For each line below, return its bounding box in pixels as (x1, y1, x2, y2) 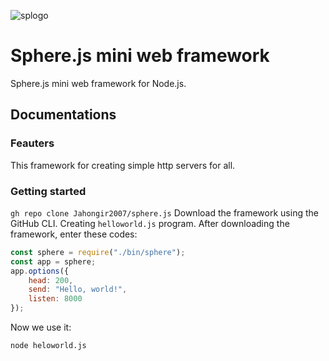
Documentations (10, 106, 117, 124)
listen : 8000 (28, 294, 83, 304)
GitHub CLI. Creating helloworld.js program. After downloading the (10, 217, 290, 229)
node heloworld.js (10, 341, 87, 351)
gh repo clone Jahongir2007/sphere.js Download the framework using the (10, 206, 319, 219)
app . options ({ (10, 266, 70, 276)
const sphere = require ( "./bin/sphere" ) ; (10, 247, 186, 257)
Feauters (10, 136, 55, 150)
